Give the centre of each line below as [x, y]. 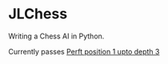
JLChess [38, 14]
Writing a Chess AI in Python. [56, 36]
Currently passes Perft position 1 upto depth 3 [84, 51]
